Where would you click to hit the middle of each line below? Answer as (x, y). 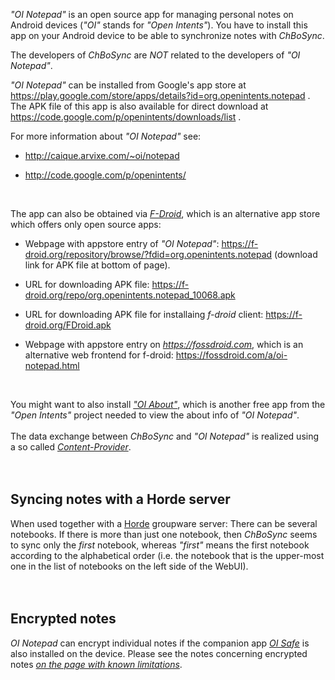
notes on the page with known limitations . (96, 664)
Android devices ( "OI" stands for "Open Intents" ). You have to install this (159, 25)
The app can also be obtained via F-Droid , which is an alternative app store (165, 213)
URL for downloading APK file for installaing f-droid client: (144, 314)
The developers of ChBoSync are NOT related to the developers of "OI (155, 55)
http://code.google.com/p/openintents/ (105, 175)
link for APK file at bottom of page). (97, 265)
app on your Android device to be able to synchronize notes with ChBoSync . (167, 35)
